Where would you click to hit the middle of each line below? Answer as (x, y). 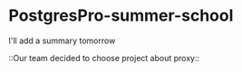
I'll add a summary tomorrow (62, 40)
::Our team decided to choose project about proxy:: (104, 58)
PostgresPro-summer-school (121, 16)
